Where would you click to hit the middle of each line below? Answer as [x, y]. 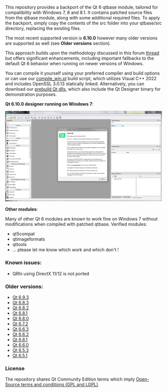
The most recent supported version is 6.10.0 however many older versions [81, 38]
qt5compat [24, 234]
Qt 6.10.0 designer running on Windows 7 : [49, 104]
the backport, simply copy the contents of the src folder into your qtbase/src [83, 23]
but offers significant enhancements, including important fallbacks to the [80, 58]
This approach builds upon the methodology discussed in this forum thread [82, 53]
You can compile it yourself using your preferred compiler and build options [83, 73]
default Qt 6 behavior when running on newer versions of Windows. [75, 64]
